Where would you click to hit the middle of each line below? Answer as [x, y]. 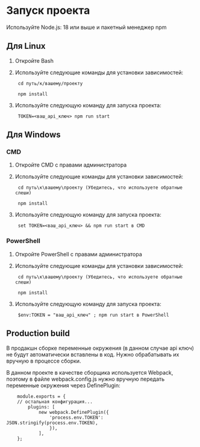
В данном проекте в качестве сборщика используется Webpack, [90, 372]
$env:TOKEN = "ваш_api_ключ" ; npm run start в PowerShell [93, 315]
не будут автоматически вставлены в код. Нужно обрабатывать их [93, 354]
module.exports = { [42, 396]
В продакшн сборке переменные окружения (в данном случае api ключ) [100, 348]
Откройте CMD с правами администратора [71, 165]
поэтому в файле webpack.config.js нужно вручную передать [86, 379]
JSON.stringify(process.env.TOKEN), [52, 423]
